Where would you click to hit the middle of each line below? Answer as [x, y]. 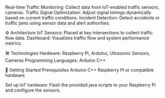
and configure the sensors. [33, 90]
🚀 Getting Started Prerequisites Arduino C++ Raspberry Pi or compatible [79, 70]
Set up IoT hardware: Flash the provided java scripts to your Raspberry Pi [80, 85]
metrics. [14, 43]
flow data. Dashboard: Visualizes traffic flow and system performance [77, 38]
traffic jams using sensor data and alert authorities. [58, 23]
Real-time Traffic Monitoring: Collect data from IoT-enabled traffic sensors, [82, 7]
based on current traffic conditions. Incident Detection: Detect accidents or [82, 18]
